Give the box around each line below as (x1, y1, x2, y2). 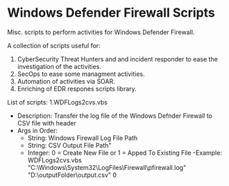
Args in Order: (17, 126, 58, 134)
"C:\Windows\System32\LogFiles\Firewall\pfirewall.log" (27, 163, 187, 171)
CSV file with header (17, 118, 76, 127)
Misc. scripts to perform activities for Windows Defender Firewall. (7, 28, 195, 36)
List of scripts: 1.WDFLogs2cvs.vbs (7, 98, 108, 106)
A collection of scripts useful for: (7, 41, 101, 49)
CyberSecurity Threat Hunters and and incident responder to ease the (17, 54, 219, 63)
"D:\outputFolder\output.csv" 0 (27, 171, 117, 179)
